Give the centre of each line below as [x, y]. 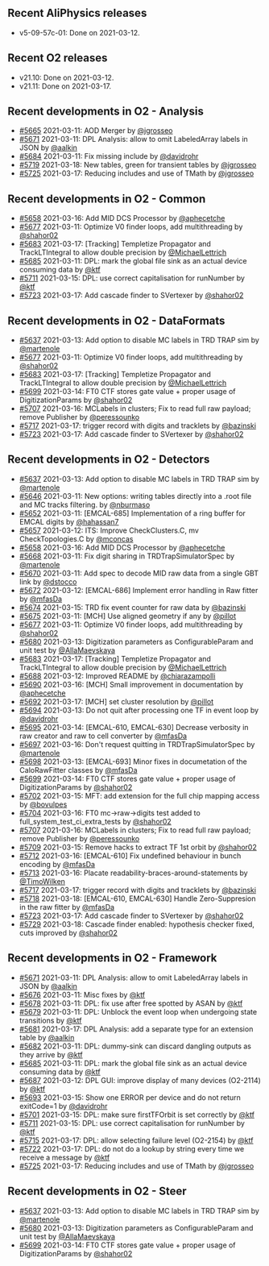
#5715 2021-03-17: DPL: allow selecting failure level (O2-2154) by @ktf [136, 1140]
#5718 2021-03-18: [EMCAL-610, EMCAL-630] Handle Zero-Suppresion [137, 899]
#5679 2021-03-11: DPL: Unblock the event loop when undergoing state [138, 1011]
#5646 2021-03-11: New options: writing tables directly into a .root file [135, 496]
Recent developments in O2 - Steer [97, 1191]
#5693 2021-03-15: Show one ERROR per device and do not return [130, 1097]
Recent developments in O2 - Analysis [106, 112]
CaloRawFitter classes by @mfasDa [78, 770]
